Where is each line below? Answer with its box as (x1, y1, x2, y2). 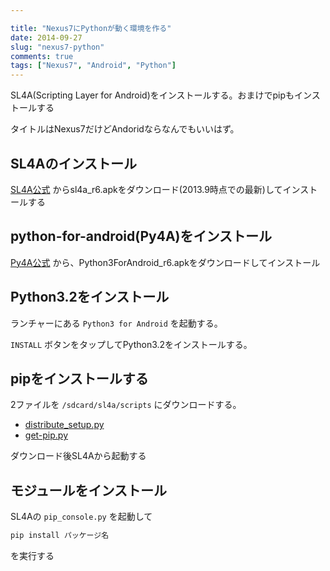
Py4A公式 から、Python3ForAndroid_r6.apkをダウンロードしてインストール (10, 256, 321, 268)
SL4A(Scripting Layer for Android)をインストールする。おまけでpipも (10, 89, 295, 101)
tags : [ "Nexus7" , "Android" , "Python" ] (10, 61, 177, 71)
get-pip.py (24, 429, 69, 441)
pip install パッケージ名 (10, 531, 110, 541)
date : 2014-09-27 (10, 32, 83, 43)
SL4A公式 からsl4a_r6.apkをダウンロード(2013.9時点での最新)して (10, 183, 283, 195)
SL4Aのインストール (10, 155, 138, 172)
